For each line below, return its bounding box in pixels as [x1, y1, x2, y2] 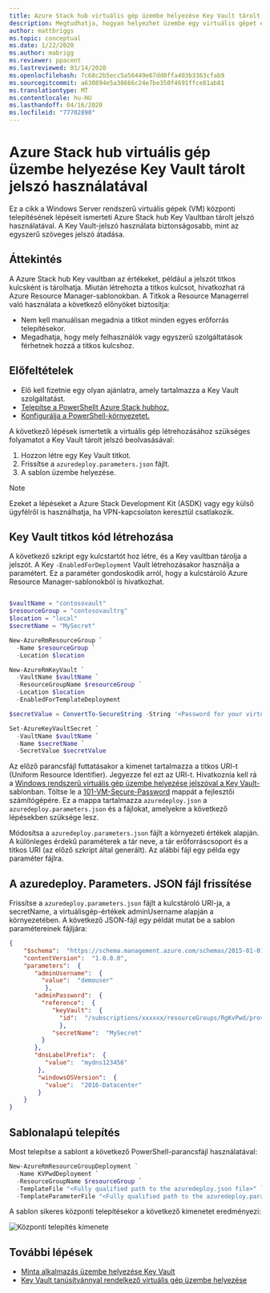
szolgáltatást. [20, 394, 66, 403]
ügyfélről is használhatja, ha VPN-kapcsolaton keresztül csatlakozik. [9, 507, 235, 517]
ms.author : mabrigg [9, 49, 75, 57]
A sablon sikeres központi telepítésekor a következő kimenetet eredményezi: [9, 1206, 261, 1216]
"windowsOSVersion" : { [38, 1073, 117, 1081]
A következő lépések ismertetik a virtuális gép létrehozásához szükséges [9, 426, 251, 436]
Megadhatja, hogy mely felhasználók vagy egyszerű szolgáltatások [20, 332, 244, 342]
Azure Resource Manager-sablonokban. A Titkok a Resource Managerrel [9, 290, 249, 301]
